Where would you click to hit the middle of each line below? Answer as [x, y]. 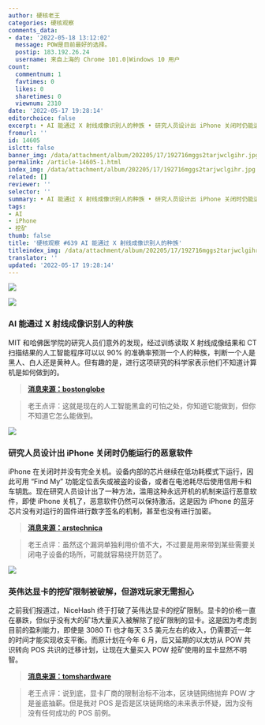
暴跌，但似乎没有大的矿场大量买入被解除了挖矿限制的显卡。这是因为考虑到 [136, 620]
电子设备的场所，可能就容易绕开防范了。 [100, 554]
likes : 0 [30, 89]
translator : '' [33, 257]
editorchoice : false [42, 118]
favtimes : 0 [35, 81]
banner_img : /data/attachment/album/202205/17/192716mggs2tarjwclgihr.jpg [134, 155]
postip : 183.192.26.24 [52, 52]
